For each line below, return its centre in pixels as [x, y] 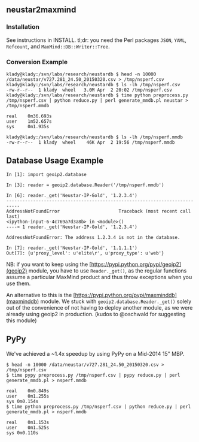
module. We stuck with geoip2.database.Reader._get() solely [116, 301]
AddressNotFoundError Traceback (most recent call [99, 211]
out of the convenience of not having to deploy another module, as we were [99, 307]
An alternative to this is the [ [41, 295]
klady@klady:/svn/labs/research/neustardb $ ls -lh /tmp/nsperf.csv [93, 84]
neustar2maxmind [41, 10]
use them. [19, 283]
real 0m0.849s [28, 391]
